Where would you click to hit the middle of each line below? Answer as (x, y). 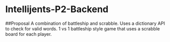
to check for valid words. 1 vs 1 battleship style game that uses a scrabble (82, 28)
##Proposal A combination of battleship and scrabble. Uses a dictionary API (85, 23)
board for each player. (29, 34)
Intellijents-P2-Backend (57, 9)
